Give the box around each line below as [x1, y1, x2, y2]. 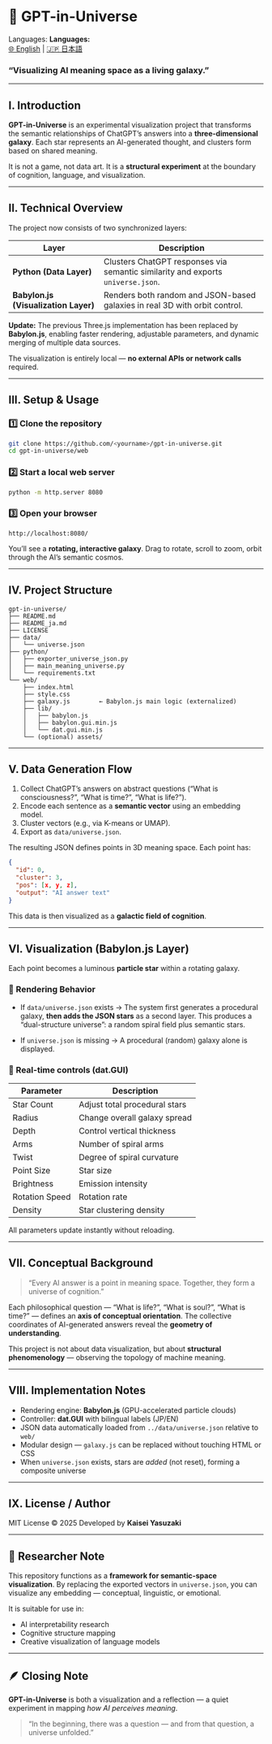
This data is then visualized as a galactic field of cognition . [8, 911, 206, 921]
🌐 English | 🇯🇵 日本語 [8, 44, 83, 54]
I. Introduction [8, 98, 81, 112]
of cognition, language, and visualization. [8, 171, 146, 180]
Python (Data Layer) [12, 265, 92, 277]
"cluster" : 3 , [15, 874, 63, 882]
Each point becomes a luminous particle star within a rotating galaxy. [8, 964, 240, 973]
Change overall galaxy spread [78, 1112, 193, 1124]
